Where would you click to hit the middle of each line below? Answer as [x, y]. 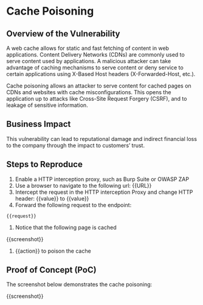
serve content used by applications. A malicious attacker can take [89, 61]
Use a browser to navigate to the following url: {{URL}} [83, 185]
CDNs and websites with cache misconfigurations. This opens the [89, 92]
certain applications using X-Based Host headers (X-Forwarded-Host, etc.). [101, 74]
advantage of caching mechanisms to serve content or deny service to [95, 67]
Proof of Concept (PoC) [51, 270]
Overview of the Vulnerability [63, 34]
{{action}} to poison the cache [53, 251]
